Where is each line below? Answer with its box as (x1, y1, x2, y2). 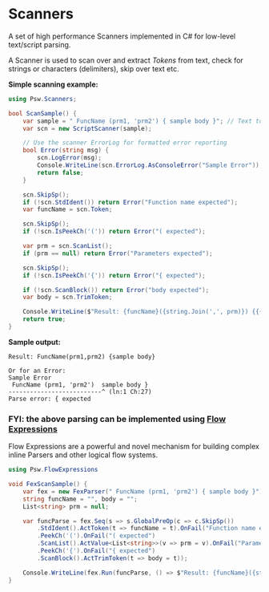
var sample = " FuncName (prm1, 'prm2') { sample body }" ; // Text (22, 117, 252, 125)
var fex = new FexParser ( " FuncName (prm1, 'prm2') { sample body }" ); (22, 487, 267, 496)
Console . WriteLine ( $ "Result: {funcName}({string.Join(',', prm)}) (22, 308, 249, 316)
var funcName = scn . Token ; (22, 205, 113, 213)
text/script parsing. (8, 39, 71, 49)
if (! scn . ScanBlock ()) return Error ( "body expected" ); (22, 286, 210, 294)
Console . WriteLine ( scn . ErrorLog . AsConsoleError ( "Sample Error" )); (37, 161, 263, 169)
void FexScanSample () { (8, 480, 88, 489)
